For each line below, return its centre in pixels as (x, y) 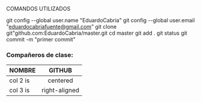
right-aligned (61, 91)
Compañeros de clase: (40, 55)
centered (60, 80)
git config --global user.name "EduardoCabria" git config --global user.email (100, 20)
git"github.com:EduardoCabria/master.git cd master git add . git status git (97, 33)
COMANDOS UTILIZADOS (38, 9)
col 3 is (19, 91)
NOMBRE (22, 70)
